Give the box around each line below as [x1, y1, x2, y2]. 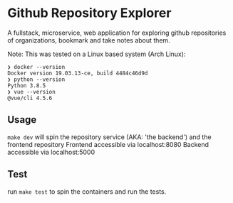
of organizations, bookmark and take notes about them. [7, 35, 171, 44]
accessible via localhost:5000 [7, 148, 95, 156]
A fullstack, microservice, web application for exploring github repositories [7, 28, 227, 37]
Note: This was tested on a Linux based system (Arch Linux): [7, 50, 186, 58]
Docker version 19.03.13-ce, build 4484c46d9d [7, 70, 148, 77]
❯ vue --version [7, 88, 56, 95]
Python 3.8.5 [7, 82, 46, 89]
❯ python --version [7, 76, 66, 83]
